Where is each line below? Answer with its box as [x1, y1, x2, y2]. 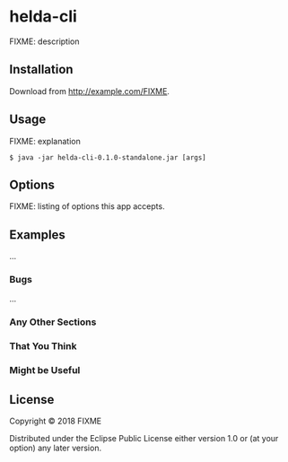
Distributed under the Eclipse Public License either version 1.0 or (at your [9, 433, 279, 444]
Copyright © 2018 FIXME [9, 415, 102, 427]
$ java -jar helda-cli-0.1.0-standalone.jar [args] [9, 153, 206, 162]
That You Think [9, 340, 77, 353]
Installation [9, 62, 74, 77]
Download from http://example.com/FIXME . [9, 85, 170, 96]
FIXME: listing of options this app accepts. [9, 201, 165, 212]
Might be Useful [9, 364, 81, 377]
